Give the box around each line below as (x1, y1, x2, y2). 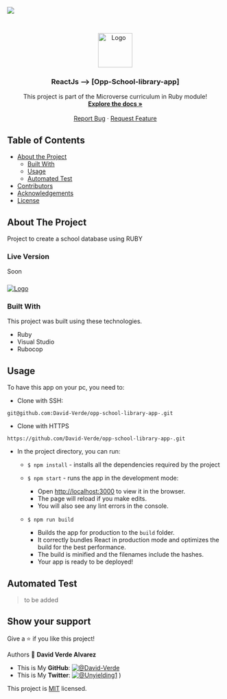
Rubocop (16, 345, 43, 353)
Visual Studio (16, 337, 55, 346)
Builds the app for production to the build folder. (37, 529, 175, 537)
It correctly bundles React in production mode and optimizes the (37, 536, 219, 544)
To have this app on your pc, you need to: (7, 384, 125, 392)
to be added (23, 596, 58, 604)
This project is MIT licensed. (7, 684, 87, 692)
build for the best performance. (37, 543, 126, 551)
